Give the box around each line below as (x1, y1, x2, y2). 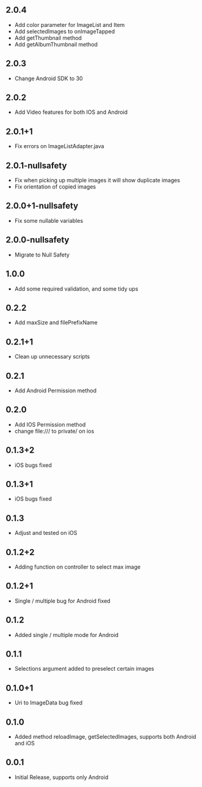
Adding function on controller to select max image (14, 563, 141, 570)
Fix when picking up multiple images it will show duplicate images (14, 177, 181, 184)
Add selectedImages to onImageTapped (14, 28, 115, 35)
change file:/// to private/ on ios (14, 427, 95, 435)
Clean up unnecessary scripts (14, 353, 90, 360)
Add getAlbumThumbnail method (14, 40, 98, 48)
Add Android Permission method (14, 387, 97, 394)
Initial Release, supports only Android (14, 774, 109, 781)
